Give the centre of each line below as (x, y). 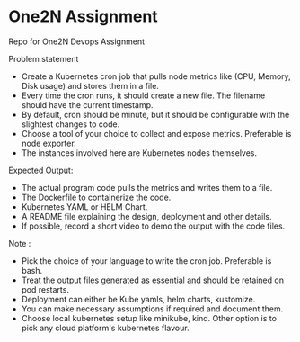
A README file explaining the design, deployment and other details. (146, 216)
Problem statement (44, 58)
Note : (20, 243)
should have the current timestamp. (87, 104)
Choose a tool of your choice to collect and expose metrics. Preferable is (156, 133)
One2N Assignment (83, 17)
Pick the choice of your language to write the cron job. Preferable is (146, 261)
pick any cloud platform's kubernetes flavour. (105, 328)
